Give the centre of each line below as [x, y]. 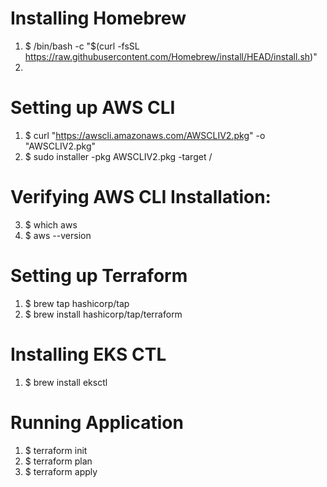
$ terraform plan [58, 461]
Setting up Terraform [99, 276]
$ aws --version [58, 235]
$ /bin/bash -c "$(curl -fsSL [82, 46]
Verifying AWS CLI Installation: [141, 197]
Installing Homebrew [98, 18]
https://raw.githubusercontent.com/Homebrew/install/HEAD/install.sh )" [171, 56]
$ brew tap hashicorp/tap [77, 303]
